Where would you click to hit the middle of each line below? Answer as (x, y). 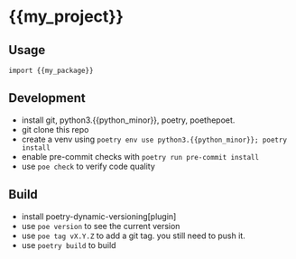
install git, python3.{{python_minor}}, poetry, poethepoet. (128, 120)
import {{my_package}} (51, 70)
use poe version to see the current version (101, 226)
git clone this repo (55, 129)
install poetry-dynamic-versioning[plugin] (99, 216)
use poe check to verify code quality (88, 166)
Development (47, 98)
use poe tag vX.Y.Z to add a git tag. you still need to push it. (133, 236)
